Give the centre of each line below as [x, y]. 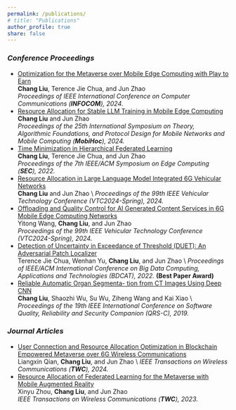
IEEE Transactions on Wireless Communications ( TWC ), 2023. [108, 399]
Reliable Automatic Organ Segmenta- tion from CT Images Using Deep [119, 283]
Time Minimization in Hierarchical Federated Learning [95, 148]
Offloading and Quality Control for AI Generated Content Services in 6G [121, 208]
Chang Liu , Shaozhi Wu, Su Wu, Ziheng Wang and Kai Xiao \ [105, 298]
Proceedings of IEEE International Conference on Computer [104, 96]
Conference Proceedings [51, 58]
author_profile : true [39, 27]
